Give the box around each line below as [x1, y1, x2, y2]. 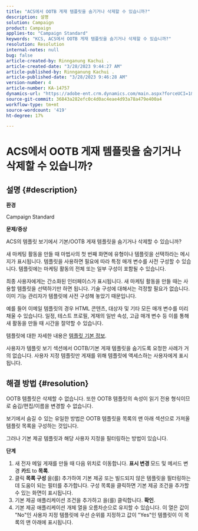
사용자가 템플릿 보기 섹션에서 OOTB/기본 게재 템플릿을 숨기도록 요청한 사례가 [6, 345, 183, 352]
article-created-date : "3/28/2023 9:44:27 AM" [6, 63, 123, 69]
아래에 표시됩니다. [32, 519, 74, 526]
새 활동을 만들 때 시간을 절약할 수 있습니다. [6, 320, 104, 327]
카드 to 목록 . [21, 467, 49, 474]
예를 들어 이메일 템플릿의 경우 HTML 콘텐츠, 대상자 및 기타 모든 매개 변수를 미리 [6, 305, 189, 312]
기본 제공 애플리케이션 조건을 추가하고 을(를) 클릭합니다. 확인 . [14, 497, 156, 504]
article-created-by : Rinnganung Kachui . [6, 58, 110, 64]
